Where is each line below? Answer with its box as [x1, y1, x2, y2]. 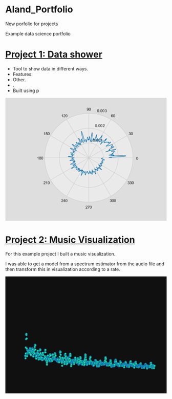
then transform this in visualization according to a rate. [5, 266, 120, 273]
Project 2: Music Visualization [5, 234, 135, 245]
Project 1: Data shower [5, 49, 102, 60]
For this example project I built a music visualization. [5, 251, 116, 257]
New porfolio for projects [5, 21, 58, 27]
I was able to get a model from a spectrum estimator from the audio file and [5, 261, 165, 267]
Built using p [12, 87, 39, 94]
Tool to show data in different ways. [12, 65, 89, 71]
